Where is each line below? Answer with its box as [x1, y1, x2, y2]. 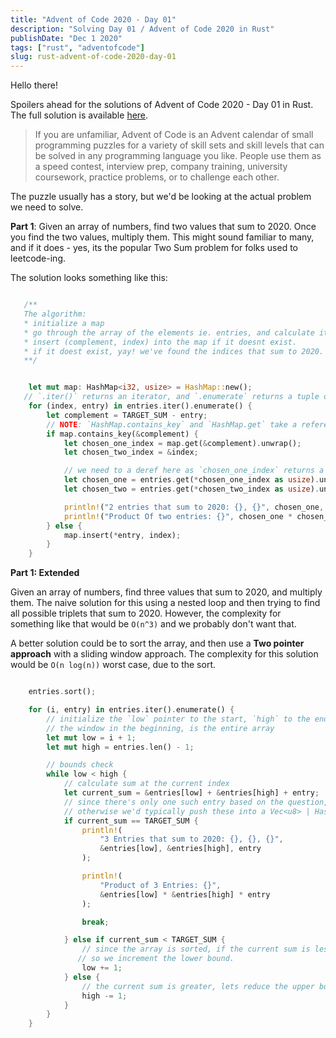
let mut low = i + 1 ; [46, 732, 137, 743]
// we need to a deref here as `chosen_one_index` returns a [63, 466, 325, 476]
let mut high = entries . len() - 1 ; [46, 742, 195, 752]
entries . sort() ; [28, 687, 97, 697]
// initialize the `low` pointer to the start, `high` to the [46, 714, 311, 724]
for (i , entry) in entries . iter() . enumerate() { [28, 705, 235, 715]
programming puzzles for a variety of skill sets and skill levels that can [34, 139, 325, 151]
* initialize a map [23, 318, 105, 328]
